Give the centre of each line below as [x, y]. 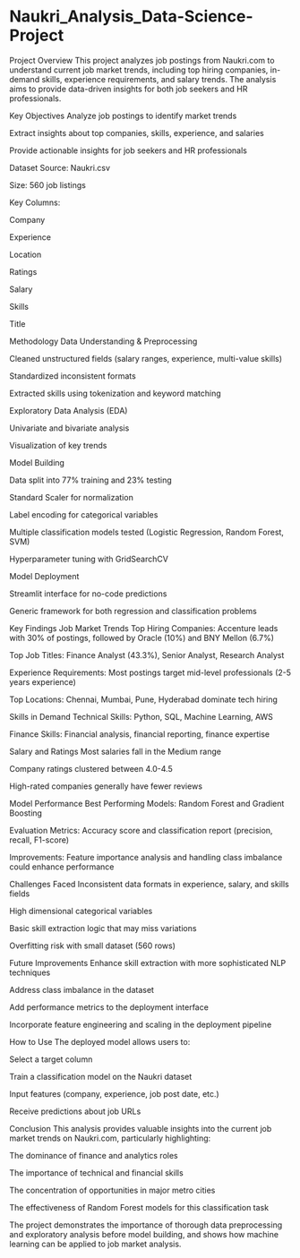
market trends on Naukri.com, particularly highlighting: [110, 1138]
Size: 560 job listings [48, 184]
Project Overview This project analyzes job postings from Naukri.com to [142, 60]
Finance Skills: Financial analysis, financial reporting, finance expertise [140, 734]
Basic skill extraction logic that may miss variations [103, 928]
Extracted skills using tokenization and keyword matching [115, 393]
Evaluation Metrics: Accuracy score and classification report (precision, [141, 830]
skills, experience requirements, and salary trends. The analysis [159, 79]
